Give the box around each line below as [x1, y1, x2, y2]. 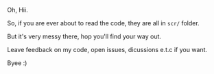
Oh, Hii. [7, 6, 29, 14]
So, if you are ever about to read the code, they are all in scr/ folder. [7, 19, 200, 27]
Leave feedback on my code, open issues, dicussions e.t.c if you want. [7, 46, 208, 53]
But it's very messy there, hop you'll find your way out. [7, 32, 162, 40]
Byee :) [7, 59, 27, 67]
